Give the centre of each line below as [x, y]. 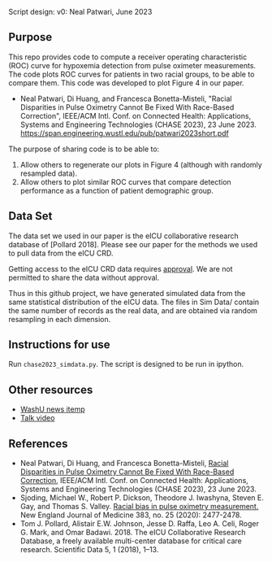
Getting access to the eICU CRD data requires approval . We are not [121, 268]
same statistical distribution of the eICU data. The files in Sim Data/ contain [134, 302]
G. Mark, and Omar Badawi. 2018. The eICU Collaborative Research [133, 533]
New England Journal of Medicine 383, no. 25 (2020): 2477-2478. [131, 515]
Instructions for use [60, 345]
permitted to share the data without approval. [84, 277]
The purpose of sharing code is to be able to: [84, 149]
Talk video [37, 418]
